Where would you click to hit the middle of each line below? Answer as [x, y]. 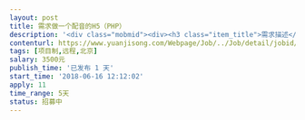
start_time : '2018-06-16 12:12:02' [77, 77]
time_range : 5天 [39, 93]
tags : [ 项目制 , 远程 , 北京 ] [54, 51]
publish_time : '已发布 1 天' [62, 69]
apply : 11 [28, 85]
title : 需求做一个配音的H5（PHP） [68, 26]
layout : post [34, 18]
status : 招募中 [36, 102]
